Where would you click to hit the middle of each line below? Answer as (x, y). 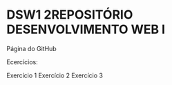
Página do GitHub (31, 48)
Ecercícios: (22, 62)
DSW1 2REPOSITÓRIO (70, 15)
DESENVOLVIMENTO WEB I (86, 29)
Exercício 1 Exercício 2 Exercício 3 (55, 75)
